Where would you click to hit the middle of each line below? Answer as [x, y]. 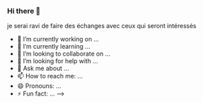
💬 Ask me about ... [43, 69]
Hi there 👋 [24, 11]
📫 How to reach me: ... [50, 76]
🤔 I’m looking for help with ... [57, 61]
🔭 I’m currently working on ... [58, 39]
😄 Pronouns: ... [39, 86]
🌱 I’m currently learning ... [54, 47]
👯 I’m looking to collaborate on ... [64, 54]
